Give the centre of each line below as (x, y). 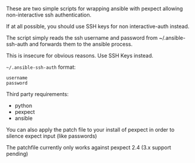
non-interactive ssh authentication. (49, 15)
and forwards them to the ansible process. (81, 44)
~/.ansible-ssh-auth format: (41, 67)
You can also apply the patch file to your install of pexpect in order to (90, 130)
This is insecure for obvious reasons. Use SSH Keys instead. (80, 55)
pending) (17, 154)
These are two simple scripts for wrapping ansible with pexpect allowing (95, 9)
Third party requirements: (38, 94)
